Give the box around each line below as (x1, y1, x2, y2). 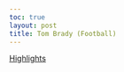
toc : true (9, 12, 46, 22)
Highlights (9, 54, 47, 64)
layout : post (9, 21, 58, 30)
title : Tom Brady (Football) (9, 29, 117, 38)
